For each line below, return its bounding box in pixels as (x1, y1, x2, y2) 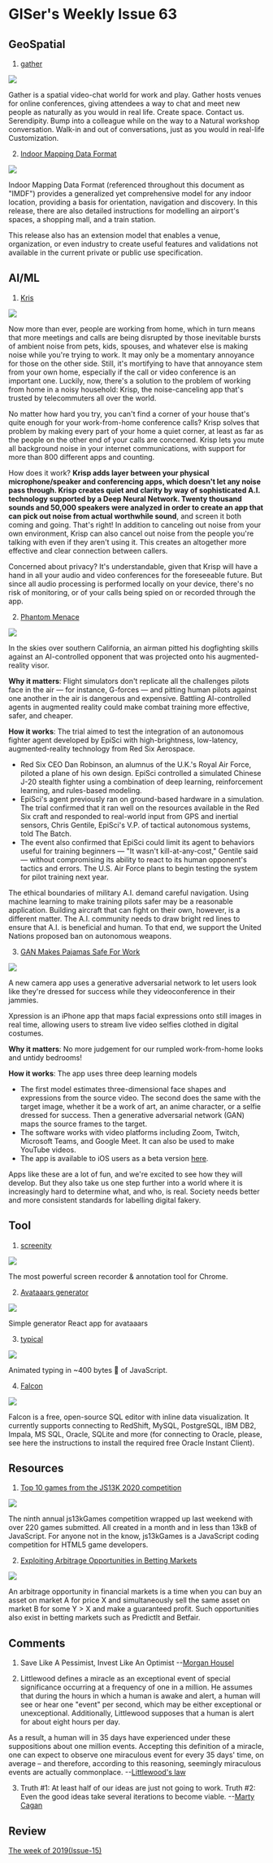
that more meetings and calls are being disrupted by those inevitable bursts (8, 332, 262, 342)
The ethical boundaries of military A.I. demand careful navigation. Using (8, 888, 249, 897)
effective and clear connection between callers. (8, 546, 168, 555)
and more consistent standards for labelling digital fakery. (8, 1195, 201, 1205)
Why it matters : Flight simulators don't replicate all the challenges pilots (8, 676, 249, 686)
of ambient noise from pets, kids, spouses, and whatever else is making (8, 341, 249, 351)
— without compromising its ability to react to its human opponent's (19, 854, 248, 864)
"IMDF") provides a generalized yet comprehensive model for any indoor (8, 189, 252, 198)
